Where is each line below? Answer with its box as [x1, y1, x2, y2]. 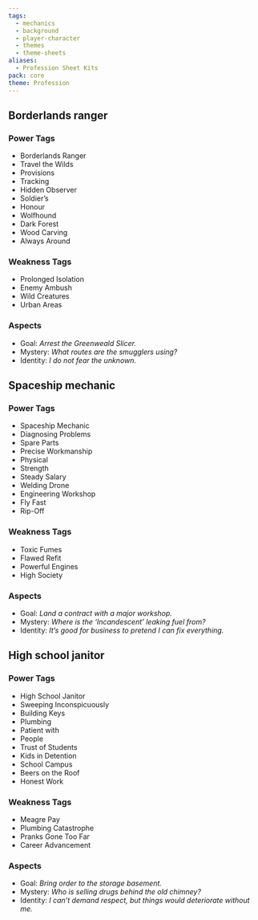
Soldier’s [19, 193, 50, 203]
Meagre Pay [19, 815, 60, 824]
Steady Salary [19, 472, 67, 482]
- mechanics [15, 19, 56, 27]
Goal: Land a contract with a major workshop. [19, 609, 172, 618]
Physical [19, 455, 48, 465]
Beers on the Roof [19, 767, 80, 777]
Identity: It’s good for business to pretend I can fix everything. [19, 625, 224, 635]
